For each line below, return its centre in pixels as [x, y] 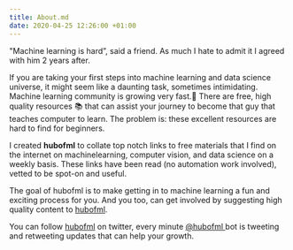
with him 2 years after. [50, 60]
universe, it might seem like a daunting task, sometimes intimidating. [134, 87]
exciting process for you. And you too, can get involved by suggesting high [146, 200]
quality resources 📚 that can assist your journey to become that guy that [143, 106]
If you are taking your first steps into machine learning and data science [140, 77]
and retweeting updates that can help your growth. [102, 236]
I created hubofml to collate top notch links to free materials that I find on [143, 145]
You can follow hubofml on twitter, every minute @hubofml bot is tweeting [144, 226]
